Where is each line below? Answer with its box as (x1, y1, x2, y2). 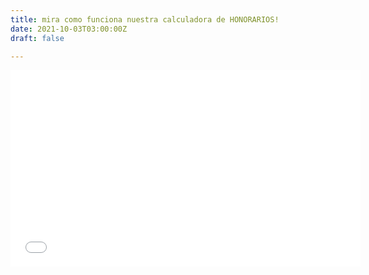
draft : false (10, 33, 65, 43)
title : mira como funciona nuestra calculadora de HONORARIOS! (10, 14, 280, 25)
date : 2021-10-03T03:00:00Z (10, 24, 128, 34)
